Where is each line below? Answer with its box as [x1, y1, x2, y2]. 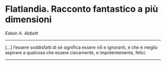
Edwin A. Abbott [5, 30, 39, 36]
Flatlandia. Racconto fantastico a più [5, 3, 158, 15]
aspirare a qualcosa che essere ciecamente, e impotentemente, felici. [5, 49, 147, 55]
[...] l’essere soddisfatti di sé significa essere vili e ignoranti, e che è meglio [5, 44, 158, 50]
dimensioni [5, 14, 52, 25]
